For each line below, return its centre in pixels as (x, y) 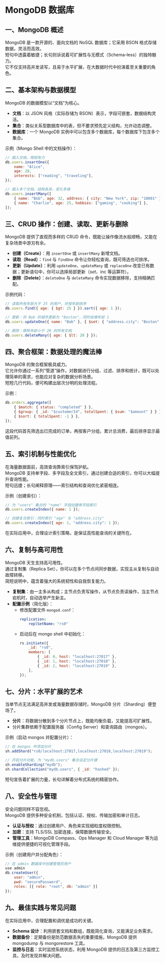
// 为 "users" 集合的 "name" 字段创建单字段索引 (51, 505)
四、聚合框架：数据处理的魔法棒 (54, 352)
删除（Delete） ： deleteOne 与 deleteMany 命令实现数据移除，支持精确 (82, 278)
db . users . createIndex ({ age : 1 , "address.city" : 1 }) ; (62, 523)
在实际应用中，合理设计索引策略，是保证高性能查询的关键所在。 (69, 533)
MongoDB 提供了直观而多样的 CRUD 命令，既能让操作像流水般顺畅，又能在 (81, 237)
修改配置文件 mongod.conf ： (47, 610)
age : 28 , (23, 171)
